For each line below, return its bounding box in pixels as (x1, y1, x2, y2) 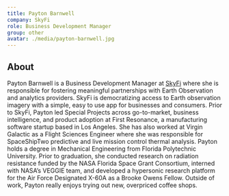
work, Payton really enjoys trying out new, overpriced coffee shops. (7, 181, 198, 189)
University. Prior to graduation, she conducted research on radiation (7, 151, 199, 160)
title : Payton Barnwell (7, 10, 75, 17)
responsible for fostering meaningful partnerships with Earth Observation (7, 86, 213, 95)
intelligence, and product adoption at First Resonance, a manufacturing (7, 115, 207, 123)
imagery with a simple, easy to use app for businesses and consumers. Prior (7, 101, 223, 109)
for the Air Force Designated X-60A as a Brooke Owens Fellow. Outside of (7, 173, 215, 182)
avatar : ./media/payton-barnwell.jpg (7, 36, 115, 42)
